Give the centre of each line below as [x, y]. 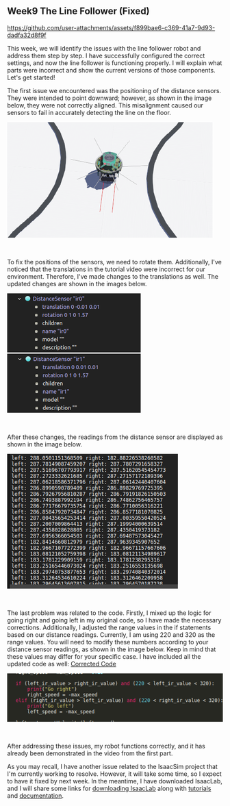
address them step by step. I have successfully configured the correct [106, 55]
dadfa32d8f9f [27, 35]
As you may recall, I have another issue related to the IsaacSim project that [112, 767]
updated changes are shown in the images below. [77, 284]
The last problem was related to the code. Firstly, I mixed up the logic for [109, 613]
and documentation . [35, 796]
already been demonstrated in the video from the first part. [90, 753]
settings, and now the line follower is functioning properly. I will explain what [115, 63]
